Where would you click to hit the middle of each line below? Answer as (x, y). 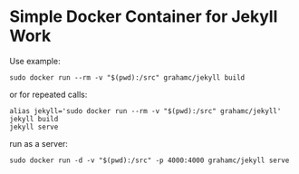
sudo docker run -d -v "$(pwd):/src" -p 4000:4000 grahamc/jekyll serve (149, 160)
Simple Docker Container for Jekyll (144, 17)
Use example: (35, 61)
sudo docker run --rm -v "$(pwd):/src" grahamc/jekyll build (127, 77)
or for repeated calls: (48, 94)
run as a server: (39, 143)
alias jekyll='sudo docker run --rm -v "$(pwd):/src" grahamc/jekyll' (145, 111)
